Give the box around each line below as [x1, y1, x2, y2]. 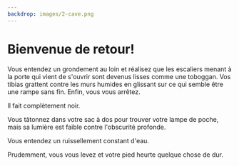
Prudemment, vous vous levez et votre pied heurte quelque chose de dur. [7, 150, 223, 159]
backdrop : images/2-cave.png [7, 10, 94, 18]
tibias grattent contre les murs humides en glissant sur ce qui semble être [7, 80, 223, 88]
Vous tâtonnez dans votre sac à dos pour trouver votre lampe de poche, [7, 115, 219, 123]
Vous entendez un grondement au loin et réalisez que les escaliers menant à [7, 65, 232, 73]
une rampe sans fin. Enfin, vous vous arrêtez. [7, 87, 141, 96]
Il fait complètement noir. [7, 101, 81, 110]
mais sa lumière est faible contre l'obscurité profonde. [7, 123, 166, 131]
